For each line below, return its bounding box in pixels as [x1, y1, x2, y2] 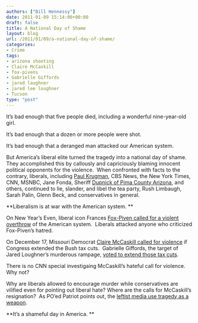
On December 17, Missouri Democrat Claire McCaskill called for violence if [6, 238, 188, 246]
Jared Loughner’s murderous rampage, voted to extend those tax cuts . [6, 251, 179, 258]
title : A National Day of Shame [6, 25, 86, 31]
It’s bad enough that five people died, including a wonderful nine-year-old [6, 113, 187, 120]
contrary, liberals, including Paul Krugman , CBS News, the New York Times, [6, 172, 191, 179]
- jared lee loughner [6, 86, 60, 92]
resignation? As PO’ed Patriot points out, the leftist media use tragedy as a [6, 292, 189, 299]
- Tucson [6, 91, 28, 97]
